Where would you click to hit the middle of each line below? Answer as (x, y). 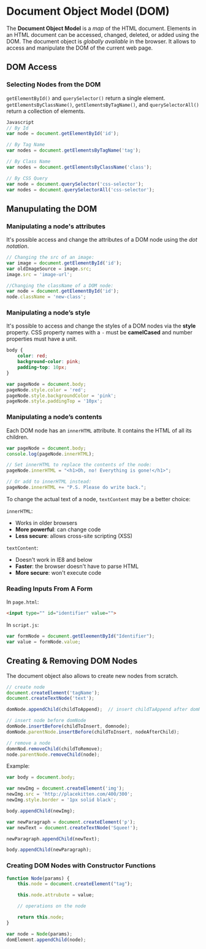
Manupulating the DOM (52, 209)
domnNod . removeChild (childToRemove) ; (55, 749)
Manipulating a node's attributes (56, 226)
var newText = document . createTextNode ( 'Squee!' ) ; (72, 828)
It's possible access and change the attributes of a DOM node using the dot (102, 240)
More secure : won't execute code (58, 572)
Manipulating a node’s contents (54, 417)
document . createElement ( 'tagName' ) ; (53, 693)
